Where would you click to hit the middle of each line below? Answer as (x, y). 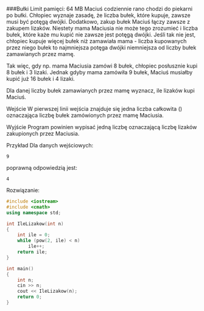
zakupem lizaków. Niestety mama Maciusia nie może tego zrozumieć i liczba (102, 28)
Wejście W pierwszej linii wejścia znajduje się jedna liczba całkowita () (94, 109)
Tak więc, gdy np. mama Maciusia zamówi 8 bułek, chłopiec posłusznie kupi (102, 66)
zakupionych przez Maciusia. (43, 134)
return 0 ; (30, 297)
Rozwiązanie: (23, 190)
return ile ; (32, 252)
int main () (20, 268)
